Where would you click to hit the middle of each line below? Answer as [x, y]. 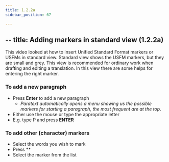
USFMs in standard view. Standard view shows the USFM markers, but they [85, 58]
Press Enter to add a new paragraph [51, 98]
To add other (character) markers [47, 133]
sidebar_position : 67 [28, 15]
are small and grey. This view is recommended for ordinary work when [79, 63]
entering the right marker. [32, 74]
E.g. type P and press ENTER [43, 120]
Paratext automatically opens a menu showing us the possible [86, 103]
